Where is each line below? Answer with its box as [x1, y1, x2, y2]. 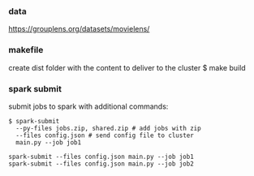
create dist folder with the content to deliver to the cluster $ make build [8, 62, 246, 72]
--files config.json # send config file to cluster [15, 131, 195, 140]
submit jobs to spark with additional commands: [8, 101, 169, 111]
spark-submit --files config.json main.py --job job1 [8, 152, 195, 161]
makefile [8, 45, 44, 56]
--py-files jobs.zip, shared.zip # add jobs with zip [15, 124, 201, 132]
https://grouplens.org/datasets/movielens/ [8, 24, 150, 34]
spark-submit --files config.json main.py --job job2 [8, 160, 195, 168]
